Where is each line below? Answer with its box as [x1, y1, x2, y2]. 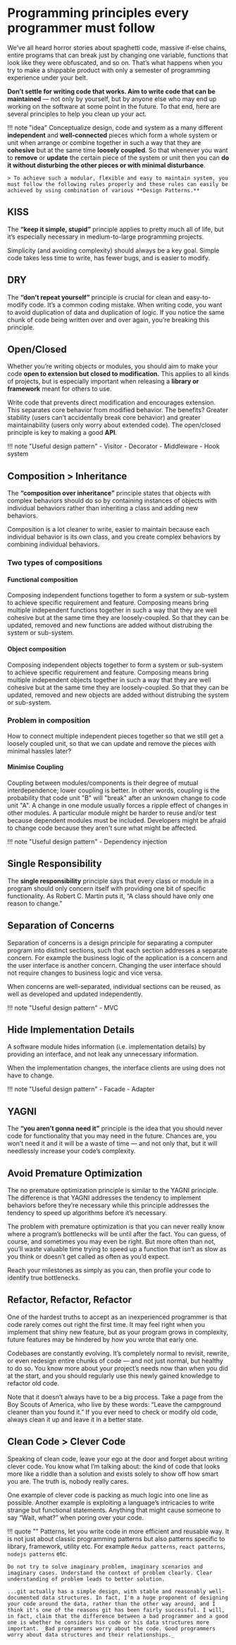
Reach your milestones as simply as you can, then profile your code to [7, 1266, 211, 1275]
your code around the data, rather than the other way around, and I [7, 1600, 216, 1608]
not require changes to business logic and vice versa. [7, 968, 163, 977]
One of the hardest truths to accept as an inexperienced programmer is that [7, 1313, 228, 1321]
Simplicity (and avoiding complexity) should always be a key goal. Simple [7, 246, 220, 254]
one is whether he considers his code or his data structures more [7, 1619, 210, 1626]
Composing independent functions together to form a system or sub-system [7, 591, 229, 599]
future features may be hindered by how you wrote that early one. [7, 1335, 199, 1344]
